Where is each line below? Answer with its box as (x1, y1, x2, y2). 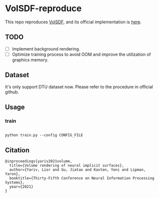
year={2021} (9, 184, 34, 189)
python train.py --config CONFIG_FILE (5, 133, 83, 138)
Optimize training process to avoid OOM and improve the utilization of (12, 51, 151, 57)
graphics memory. (12, 57, 48, 63)
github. (5, 89, 19, 95)
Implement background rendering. (12, 46, 81, 51)
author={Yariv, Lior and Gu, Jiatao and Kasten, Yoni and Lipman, (9, 167, 146, 172)
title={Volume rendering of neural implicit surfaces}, (9, 163, 124, 168)
